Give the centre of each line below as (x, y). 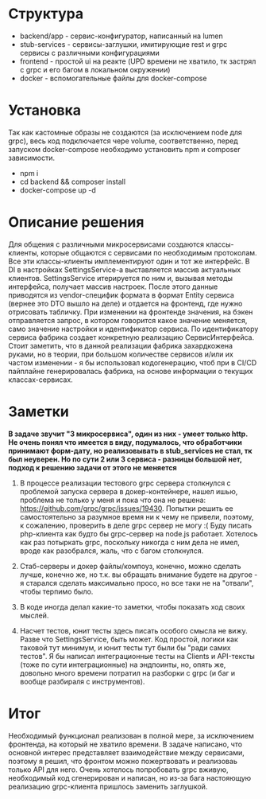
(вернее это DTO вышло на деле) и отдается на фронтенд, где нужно (125, 303)
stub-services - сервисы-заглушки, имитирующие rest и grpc (123, 44)
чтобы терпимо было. (56, 591)
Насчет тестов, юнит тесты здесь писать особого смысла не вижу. (133, 630)
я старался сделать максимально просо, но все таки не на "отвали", (137, 583)
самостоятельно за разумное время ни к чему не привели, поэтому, (137, 516)
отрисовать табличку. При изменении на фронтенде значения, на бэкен (131, 312)
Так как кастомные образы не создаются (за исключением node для (125, 132)
